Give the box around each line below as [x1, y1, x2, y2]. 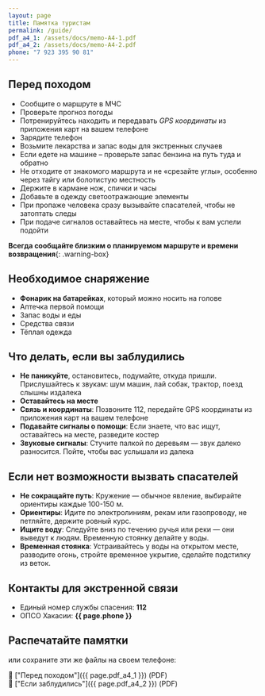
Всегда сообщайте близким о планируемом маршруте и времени [8, 240, 239, 250]
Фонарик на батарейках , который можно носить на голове [19, 293, 222, 302]
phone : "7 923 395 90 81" [8, 48, 94, 56]
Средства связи [19, 318, 75, 328]
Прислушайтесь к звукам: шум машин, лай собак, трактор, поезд [19, 379, 244, 389]
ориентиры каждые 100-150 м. [19, 499, 125, 509]
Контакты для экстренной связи [8, 581, 179, 595]
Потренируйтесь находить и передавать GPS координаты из [19, 116, 227, 125]
